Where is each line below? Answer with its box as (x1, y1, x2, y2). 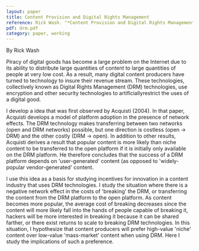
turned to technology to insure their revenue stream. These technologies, (6, 77, 185, 84)
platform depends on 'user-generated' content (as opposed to (6, 158, 158, 165)
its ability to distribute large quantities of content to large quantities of (6, 64, 176, 71)
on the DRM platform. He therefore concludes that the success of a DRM (6, 151, 184, 158)
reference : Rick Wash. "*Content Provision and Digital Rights (6, 19, 166, 25)
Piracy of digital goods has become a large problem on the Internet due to (6, 58, 187, 66)
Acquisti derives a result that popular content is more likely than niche (6, 139, 176, 146)
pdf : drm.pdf (6, 25, 38, 31)
